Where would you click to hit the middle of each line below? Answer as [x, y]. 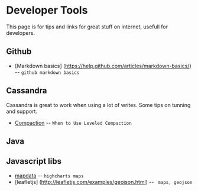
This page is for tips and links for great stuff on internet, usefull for [87, 27]
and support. [22, 111]
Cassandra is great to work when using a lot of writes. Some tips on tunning [98, 105]
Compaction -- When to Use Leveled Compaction [73, 122]
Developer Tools [47, 10]
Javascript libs [34, 161]
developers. [21, 33]
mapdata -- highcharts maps [49, 176]
